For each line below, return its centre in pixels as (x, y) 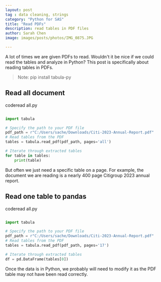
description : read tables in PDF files (47, 29)
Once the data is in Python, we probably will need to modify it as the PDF (81, 269)
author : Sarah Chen (26, 33)
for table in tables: (28, 156)
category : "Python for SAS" (35, 19)
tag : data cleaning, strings (37, 15)
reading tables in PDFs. (29, 67)
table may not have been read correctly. (47, 274)
